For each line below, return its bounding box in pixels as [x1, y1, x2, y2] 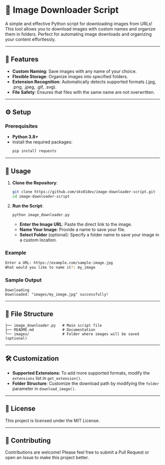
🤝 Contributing [5, 436, 51, 444]
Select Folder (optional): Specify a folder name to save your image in [19, 232, 160, 237]
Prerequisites [5, 123, 38, 130]
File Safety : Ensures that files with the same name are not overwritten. [12, 89, 155, 95]
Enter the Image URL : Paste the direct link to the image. [19, 221, 133, 227]
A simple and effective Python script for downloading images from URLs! [5, 21, 153, 27]
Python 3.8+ [12, 134, 38, 140]
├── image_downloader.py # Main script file [5, 323, 102, 328]
